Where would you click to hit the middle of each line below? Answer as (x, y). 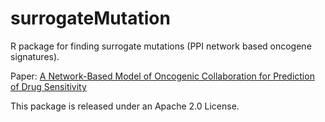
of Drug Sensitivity (48, 86)
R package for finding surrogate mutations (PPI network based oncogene (161, 46)
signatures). (35, 56)
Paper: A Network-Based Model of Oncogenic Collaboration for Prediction (162, 76)
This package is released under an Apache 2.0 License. (125, 106)
